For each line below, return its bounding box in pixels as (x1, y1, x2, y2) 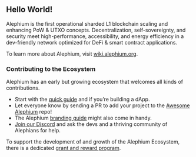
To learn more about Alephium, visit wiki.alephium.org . (6, 50, 138, 57)
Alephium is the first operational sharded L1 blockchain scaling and (6, 20, 168, 27)
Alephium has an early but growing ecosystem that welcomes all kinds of (6, 78, 184, 86)
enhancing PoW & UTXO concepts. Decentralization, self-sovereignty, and (6, 26, 186, 33)
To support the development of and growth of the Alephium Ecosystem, (6, 138, 180, 145)
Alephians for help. (14, 127, 61, 134)
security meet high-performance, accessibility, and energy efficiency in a (6, 32, 184, 40)
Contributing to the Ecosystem (6, 64, 96, 73)
